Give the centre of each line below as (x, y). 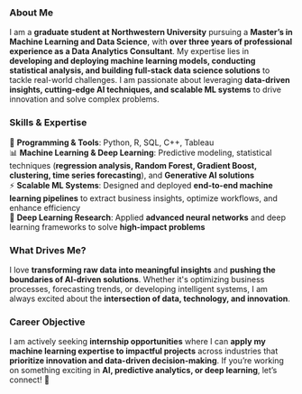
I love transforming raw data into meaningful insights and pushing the (143, 270)
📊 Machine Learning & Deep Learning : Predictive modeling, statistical (141, 152)
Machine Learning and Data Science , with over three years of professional (151, 41)
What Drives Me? (48, 250)
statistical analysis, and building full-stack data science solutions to (140, 70)
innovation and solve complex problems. (84, 99)
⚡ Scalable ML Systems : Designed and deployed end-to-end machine (141, 185)
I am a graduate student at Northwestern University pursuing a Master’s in (151, 32)
